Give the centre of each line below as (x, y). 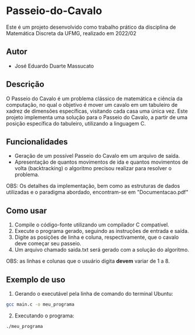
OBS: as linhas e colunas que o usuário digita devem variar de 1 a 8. (88, 261)
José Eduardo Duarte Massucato (54, 66)
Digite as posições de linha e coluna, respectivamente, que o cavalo (97, 237)
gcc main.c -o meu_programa (40, 304)
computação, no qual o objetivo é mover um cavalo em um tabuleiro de (92, 104)
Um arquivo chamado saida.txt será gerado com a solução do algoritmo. (102, 250)
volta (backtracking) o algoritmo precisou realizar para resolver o (93, 168)
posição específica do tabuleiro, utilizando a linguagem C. (76, 123)
